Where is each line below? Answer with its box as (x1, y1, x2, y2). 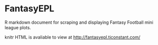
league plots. (4, 24, 31, 30)
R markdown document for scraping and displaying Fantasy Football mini (4, 19, 154, 25)
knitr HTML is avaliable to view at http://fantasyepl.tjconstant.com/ (4, 34, 141, 40)
